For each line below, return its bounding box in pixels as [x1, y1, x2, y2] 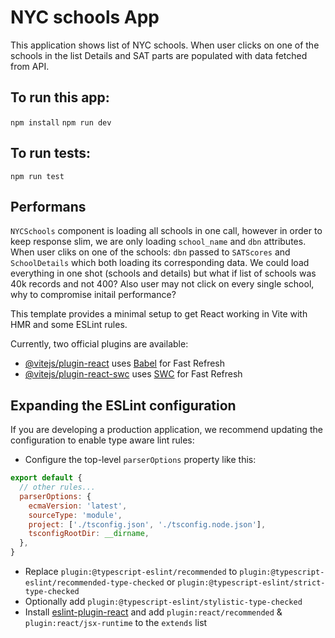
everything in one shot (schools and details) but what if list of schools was [10, 267, 317, 280]
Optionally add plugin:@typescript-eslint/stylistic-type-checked [24, 596, 303, 608]
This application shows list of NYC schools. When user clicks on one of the [10, 39, 320, 51]
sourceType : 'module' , [28, 510, 123, 520]
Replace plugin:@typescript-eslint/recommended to [24, 566, 238, 578]
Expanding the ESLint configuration [10, 397, 237, 414]
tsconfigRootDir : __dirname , [28, 529, 150, 539]
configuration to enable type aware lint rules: [10, 434, 195, 446]
